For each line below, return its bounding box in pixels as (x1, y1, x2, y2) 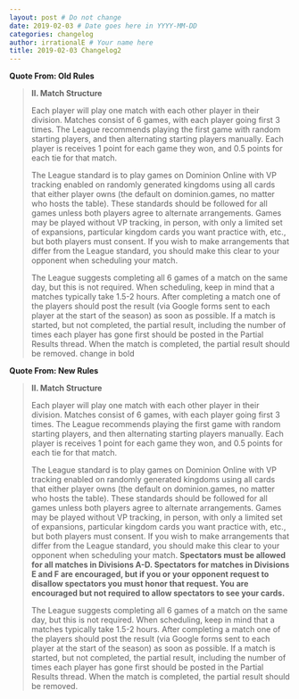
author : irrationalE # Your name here (9, 37, 154, 47)
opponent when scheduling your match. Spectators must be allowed (30, 550, 287, 561)
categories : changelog (9, 29, 94, 38)
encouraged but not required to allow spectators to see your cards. (30, 588, 286, 598)
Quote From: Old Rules (9, 70, 96, 81)
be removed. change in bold (30, 349, 135, 359)
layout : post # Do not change (9, 12, 122, 22)
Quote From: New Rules (9, 366, 99, 376)
